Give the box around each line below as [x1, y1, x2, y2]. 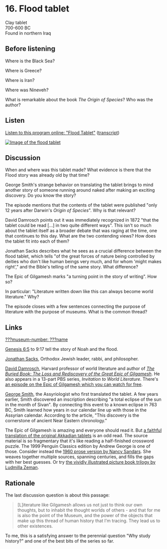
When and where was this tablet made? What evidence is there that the [5, 167, 152, 173]
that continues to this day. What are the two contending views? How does [5, 233, 156, 239]
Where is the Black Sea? [5, 58, 55, 64]
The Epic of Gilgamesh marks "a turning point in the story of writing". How [5, 274, 157, 279]
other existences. [17, 523, 53, 529]
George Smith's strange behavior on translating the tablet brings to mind [5, 182, 154, 188]
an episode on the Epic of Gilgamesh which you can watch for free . [5, 381, 143, 387]
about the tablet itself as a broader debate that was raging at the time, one [5, 228, 158, 234]
